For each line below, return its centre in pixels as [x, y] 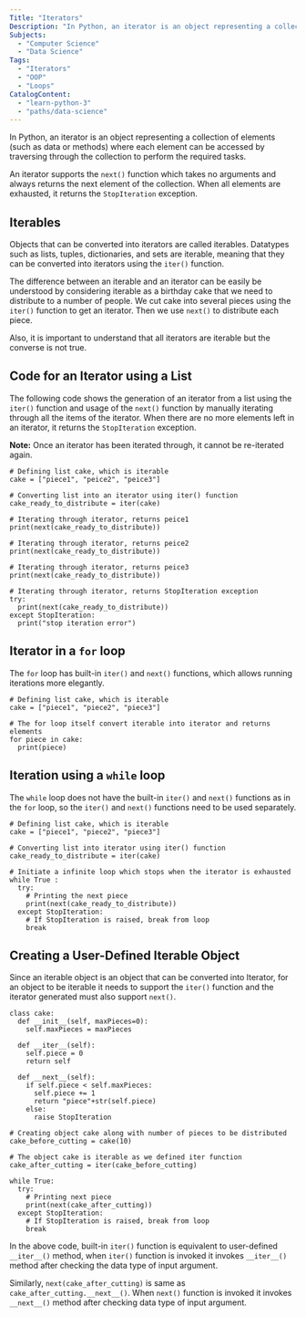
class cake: [32, 1014]
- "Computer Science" [59, 43]
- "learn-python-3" [55, 103]
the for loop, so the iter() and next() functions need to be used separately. [153, 807]
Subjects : [28, 35]
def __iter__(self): [56, 1046]
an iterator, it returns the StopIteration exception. [103, 427]
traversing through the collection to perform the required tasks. [128, 157]
